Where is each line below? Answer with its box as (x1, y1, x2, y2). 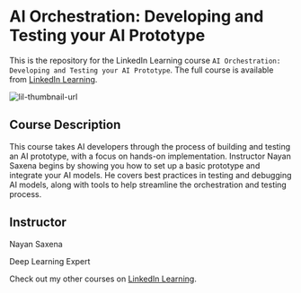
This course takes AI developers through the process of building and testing (9, 141, 291, 151)
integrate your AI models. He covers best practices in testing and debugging (9, 169, 292, 180)
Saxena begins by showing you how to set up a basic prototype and (9, 159, 261, 171)
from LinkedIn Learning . (9, 73, 98, 84)
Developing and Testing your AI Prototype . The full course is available (9, 65, 274, 75)
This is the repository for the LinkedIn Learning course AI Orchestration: (9, 55, 281, 65)
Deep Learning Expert (9, 255, 91, 266)
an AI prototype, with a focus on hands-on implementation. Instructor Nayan (9, 151, 292, 161)
